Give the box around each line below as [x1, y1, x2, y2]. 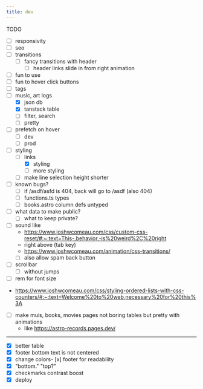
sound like [14, 221, 41, 229]
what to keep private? [24, 215, 79, 222]
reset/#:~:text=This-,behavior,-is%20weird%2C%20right [24, 235, 167, 242]
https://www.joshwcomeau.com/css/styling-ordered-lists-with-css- [14, 287, 184, 294]
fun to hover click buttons [14, 78, 79, 85]
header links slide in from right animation [33, 64, 135, 71]
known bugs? [14, 180, 49, 188]
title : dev [6, 8, 34, 15]
